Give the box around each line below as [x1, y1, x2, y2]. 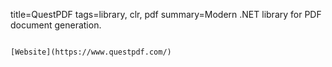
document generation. [10, 19, 102, 31]
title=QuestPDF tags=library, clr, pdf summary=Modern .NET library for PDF [10, 9, 322, 20]
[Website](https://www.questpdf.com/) [10, 47, 172, 57]
